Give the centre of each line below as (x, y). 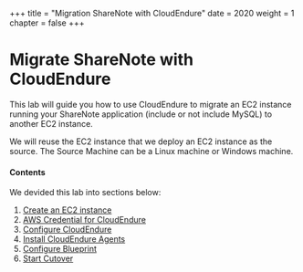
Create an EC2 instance (67, 210)
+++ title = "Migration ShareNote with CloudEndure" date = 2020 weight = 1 (152, 13)
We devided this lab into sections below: (85, 193)
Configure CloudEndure (67, 230)
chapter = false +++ (47, 23)
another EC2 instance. (51, 123)
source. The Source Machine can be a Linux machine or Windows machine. (151, 151)
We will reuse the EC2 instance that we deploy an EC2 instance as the (141, 141)
